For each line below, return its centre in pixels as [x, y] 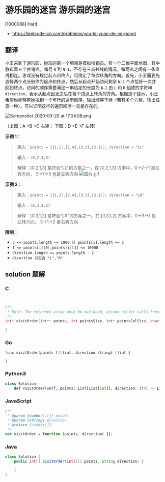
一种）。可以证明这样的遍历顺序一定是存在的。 [55, 106]
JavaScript [18, 401]
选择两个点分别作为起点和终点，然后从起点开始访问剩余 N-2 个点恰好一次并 [81, 81]
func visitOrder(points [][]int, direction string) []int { [68, 353]
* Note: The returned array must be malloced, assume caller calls [78, 312]
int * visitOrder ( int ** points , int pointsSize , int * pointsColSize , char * [83, 321]
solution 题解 [25, 274]
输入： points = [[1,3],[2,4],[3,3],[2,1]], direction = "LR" [81, 195]
